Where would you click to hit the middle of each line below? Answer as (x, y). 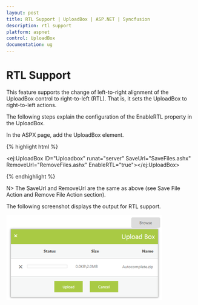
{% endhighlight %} (31, 176)
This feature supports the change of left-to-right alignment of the (87, 92)
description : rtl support (39, 25)
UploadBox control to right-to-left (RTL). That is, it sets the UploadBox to (97, 98)
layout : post (23, 13)
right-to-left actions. (31, 105)
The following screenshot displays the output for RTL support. (84, 206)
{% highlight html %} (32, 146)
